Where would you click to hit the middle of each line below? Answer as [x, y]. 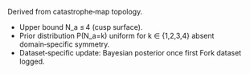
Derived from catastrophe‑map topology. [75, 12]
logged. [32, 61]
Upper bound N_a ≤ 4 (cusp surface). [81, 27]
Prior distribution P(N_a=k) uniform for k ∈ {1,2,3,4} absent [117, 36]
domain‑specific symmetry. [64, 44]
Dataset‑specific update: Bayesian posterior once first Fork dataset [130, 53]
